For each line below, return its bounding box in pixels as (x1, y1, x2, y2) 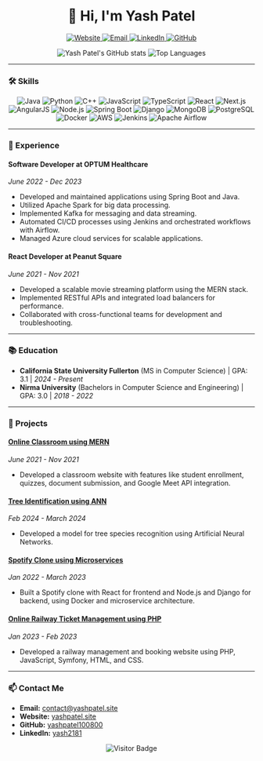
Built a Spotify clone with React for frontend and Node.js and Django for (19, 588, 252, 597)
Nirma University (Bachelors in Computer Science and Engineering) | (19, 382, 244, 391)
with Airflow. (19, 225, 60, 235)
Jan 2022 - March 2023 (8, 573, 86, 582)
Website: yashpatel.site (19, 712, 96, 721)
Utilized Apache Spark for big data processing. (19, 200, 171, 210)
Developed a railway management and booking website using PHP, (19, 646, 236, 656)
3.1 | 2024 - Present (19, 374, 84, 384)
